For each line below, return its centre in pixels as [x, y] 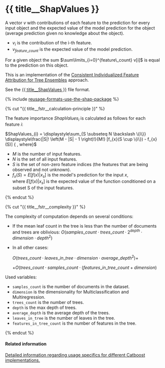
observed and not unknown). [42, 170]
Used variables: [21, 277]
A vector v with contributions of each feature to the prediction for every [78, 23]
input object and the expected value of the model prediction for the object [80, 28]
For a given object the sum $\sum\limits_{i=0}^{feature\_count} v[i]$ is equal [82, 60]
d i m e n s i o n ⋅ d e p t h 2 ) [32, 237]
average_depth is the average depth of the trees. [61, 313]
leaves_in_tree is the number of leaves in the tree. [64, 318]
